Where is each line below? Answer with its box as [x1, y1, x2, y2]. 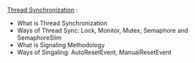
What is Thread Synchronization [16, 19, 108, 27]
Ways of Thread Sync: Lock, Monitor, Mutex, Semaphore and [16, 27, 189, 34]
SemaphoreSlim [16, 34, 62, 42]
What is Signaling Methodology [16, 41, 105, 49]
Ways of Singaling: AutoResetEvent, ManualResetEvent [16, 48, 172, 56]
